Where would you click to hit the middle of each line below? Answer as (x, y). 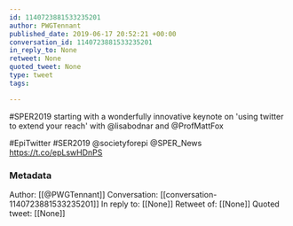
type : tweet (31, 75)
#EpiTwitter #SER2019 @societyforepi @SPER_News (106, 143)
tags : (19, 83)
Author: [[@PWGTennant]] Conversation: (84, 194)
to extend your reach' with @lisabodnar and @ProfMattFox (116, 126)
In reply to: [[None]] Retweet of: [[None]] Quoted (190, 204)
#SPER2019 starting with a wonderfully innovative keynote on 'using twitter (146, 116)
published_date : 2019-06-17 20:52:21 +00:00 (93, 34)
